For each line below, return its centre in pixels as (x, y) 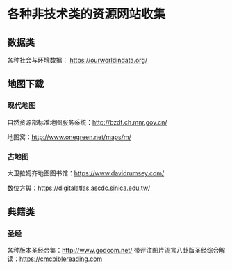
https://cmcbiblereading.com (61, 259)
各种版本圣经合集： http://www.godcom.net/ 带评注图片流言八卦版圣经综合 (113, 250)
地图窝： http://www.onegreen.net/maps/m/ (69, 137)
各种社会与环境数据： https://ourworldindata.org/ (77, 60)
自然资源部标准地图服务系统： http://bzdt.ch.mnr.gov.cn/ (87, 122)
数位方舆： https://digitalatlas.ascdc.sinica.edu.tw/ (79, 188)
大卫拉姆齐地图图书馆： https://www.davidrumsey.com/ (86, 173)
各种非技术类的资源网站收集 (86, 14)
